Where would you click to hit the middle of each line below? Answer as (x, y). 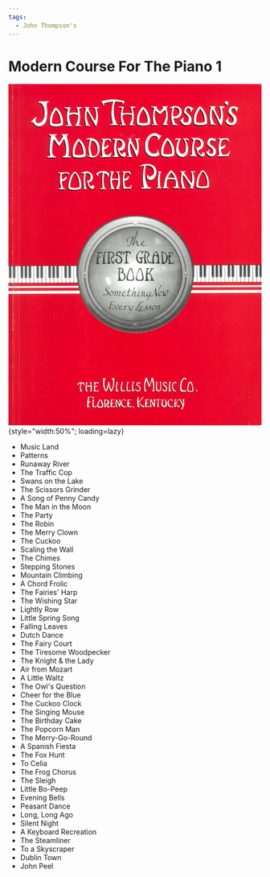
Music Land (39, 446)
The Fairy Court (46, 643)
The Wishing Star (49, 601)
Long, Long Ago (47, 814)
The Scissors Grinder (55, 489)
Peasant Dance (45, 806)
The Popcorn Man (50, 729)
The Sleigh (38, 780)
